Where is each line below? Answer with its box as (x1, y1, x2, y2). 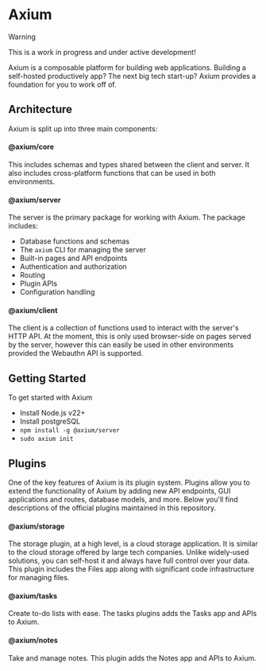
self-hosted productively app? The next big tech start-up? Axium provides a (8, 71, 256, 80)
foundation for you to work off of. (8, 80, 117, 89)
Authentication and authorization (19, 262, 127, 271)
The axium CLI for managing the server (19, 245, 147, 255)
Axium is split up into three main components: (8, 123, 158, 133)
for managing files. (8, 573, 70, 583)
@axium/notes (8, 635, 58, 645)
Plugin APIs (19, 279, 58, 288)
